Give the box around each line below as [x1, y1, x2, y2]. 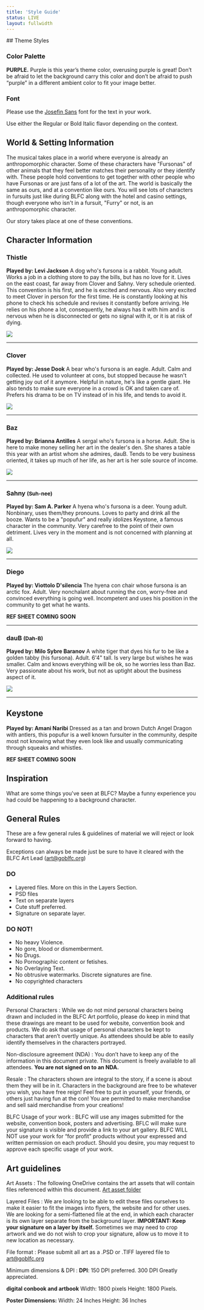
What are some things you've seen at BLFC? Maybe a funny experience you [6, 789, 196, 797]
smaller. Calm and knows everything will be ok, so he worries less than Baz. [6, 660, 196, 667]
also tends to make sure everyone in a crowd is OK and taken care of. [6, 385, 180, 392]
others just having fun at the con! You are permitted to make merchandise [6, 1095, 191, 1102]
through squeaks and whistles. [6, 744, 83, 751]
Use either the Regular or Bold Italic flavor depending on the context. [6, 119, 178, 127]
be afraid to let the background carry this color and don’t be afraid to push [6, 73, 192, 80]
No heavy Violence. [15, 938, 65, 945]
